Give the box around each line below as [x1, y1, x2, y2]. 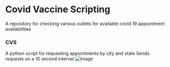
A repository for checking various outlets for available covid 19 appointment [5, 20, 165, 27]
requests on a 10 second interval [5, 56, 74, 62]
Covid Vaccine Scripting [5, 4, 111, 15]
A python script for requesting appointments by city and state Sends [5, 50, 150, 57]
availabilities [5, 26, 32, 32]
